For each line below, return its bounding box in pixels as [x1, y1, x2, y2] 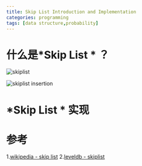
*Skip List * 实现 [6, 103, 89, 117]
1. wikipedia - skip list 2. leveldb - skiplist [6, 153, 105, 161]
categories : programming [6, 14, 69, 21]
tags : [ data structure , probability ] [6, 20, 98, 26]
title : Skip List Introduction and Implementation [6, 8, 137, 15]
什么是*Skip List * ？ [6, 48, 110, 62]
